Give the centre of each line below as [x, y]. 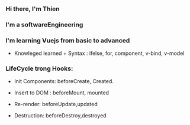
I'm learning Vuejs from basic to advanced [68, 40]
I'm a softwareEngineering [44, 24]
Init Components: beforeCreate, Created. [64, 81]
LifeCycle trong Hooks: [39, 68]
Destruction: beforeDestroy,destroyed [60, 116]
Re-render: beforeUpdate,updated [56, 104]
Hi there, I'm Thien [33, 9]
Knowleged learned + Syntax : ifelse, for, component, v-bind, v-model [99, 53]
